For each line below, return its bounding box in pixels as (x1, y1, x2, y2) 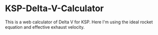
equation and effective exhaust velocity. (5, 24, 85, 30)
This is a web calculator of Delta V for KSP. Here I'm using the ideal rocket (5, 19, 153, 25)
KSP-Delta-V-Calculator (5, 3, 104, 14)
